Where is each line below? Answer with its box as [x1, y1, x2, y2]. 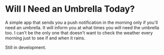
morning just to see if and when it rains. [5, 35, 85, 41]
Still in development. [5, 44, 47, 50]
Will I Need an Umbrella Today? [5, 3, 135, 15]
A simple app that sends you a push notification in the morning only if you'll [5, 19, 158, 25]
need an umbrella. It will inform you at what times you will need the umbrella [5, 24, 159, 30]
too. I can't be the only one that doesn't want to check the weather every [5, 30, 153, 36]
